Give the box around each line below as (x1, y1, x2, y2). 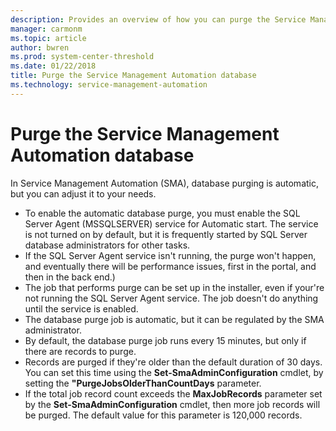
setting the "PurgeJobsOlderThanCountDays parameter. (24, 377, 262, 389)
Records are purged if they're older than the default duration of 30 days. (24, 356, 323, 368)
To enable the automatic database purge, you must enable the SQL (24, 207, 301, 219)
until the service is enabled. (24, 302, 139, 315)
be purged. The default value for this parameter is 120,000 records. (24, 409, 303, 421)
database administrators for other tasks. (24, 239, 191, 251)
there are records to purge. (24, 345, 137, 357)
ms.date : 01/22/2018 (10, 61, 97, 71)
